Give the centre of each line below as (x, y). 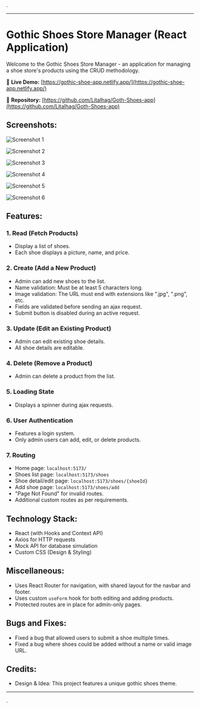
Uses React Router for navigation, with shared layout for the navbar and (102, 585)
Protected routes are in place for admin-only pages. (78, 604)
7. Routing (21, 455)
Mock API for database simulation (56, 546)
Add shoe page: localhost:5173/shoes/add (67, 487)
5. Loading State (30, 392)
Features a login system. (45, 433)
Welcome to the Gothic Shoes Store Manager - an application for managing (99, 64)
